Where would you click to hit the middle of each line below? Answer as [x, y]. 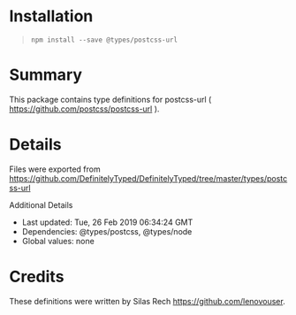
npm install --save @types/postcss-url [104, 40]
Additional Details [41, 204]
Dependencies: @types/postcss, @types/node [107, 231]
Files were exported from [55, 169]
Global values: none [58, 241]
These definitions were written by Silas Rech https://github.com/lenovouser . [147, 301]
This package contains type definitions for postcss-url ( [110, 99]
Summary [46, 75]
